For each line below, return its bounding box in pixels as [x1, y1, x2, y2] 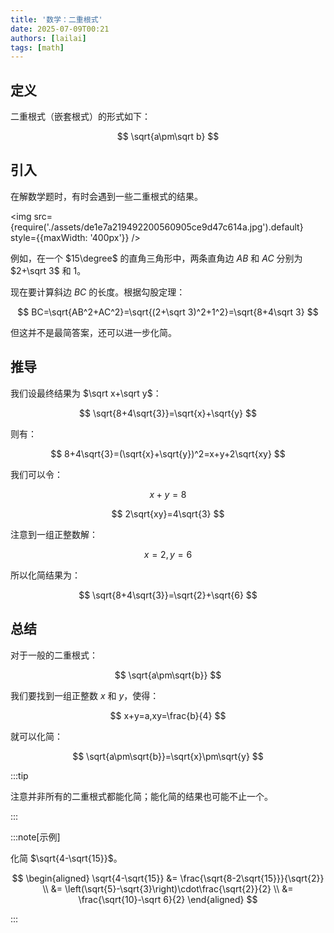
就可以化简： [10, 730, 63, 742]
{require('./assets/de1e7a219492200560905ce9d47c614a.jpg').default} [10, 221, 304, 233]
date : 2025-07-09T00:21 [10, 24, 110, 34]
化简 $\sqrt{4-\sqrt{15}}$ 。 [10, 852, 123, 864]
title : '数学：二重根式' [10, 14, 103, 25]
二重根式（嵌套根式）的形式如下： [10, 111, 151, 123]
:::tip [10, 769, 29, 781]
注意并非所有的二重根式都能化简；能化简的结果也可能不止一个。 [10, 790, 273, 802]
